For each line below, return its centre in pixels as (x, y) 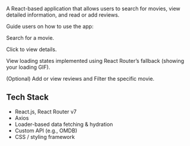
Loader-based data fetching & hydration (64, 124)
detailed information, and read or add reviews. (63, 15)
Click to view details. (32, 49)
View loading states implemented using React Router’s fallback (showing (95, 61)
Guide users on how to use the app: (50, 26)
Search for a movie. (30, 38)
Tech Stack (27, 97)
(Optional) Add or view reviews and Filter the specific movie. (80, 79)
